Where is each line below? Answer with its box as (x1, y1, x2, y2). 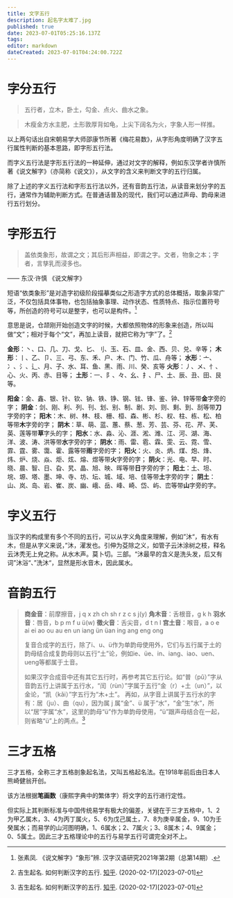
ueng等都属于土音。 (24, 658, 82, 666)
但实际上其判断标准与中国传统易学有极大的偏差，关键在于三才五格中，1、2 (7, 806, 221, 814)
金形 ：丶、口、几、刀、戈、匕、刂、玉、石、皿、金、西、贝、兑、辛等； (7, 345, 214, 353)
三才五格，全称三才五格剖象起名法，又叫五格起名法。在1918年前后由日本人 (7, 767, 221, 776)
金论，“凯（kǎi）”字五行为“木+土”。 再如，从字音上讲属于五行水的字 (24, 689, 216, 699)
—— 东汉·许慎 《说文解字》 (7, 274, 85, 282)
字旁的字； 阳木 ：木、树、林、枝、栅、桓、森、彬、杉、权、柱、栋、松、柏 (7, 411, 222, 421)
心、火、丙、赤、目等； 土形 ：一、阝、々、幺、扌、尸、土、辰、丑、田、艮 (7, 371, 222, 379)
